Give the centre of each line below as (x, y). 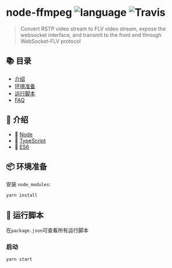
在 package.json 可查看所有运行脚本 (47, 231)
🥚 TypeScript (30, 140)
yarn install (22, 195)
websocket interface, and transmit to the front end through (91, 35)
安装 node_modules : (28, 184)
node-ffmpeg (39, 13)
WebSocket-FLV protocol (50, 41)
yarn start (19, 260)
